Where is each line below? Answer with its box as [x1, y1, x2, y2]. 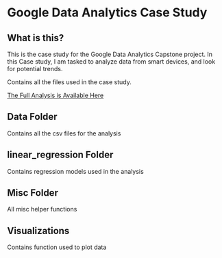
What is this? [7, 32, 64, 44]
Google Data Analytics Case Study [7, 5, 208, 21]
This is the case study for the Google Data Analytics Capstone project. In [7, 50, 212, 58]
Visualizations [7, 224, 70, 237]
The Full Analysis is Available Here [7, 91, 104, 99]
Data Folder [7, 111, 58, 122]
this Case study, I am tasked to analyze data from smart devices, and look [7, 57, 216, 66]
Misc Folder [7, 187, 58, 199]
